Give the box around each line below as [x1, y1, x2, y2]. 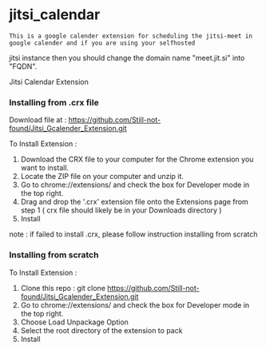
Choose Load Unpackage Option [20, 317, 129, 327]
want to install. [20, 163, 69, 173]
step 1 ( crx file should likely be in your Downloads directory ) [20, 205, 222, 215]
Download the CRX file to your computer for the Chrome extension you [20, 154, 254, 165]
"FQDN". [9, 62, 38, 71]
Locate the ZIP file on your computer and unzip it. [20, 172, 185, 181]
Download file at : [9, 115, 67, 125]
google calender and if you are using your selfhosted [9, 38, 196, 47]
